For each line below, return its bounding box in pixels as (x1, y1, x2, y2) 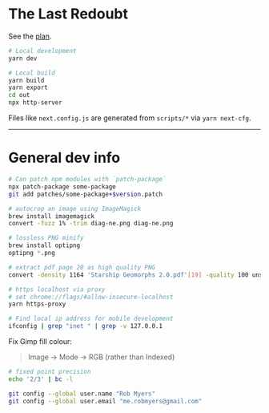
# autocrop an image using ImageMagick (8, 204, 142, 213)
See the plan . (8, 31, 52, 41)
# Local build (8, 69, 56, 77)
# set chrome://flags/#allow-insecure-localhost (8, 293, 174, 301)
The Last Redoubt (8, 5, 128, 23)
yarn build (8, 76, 45, 84)
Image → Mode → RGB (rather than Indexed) (27, 352, 175, 362)
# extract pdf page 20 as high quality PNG (8, 263, 156, 271)
